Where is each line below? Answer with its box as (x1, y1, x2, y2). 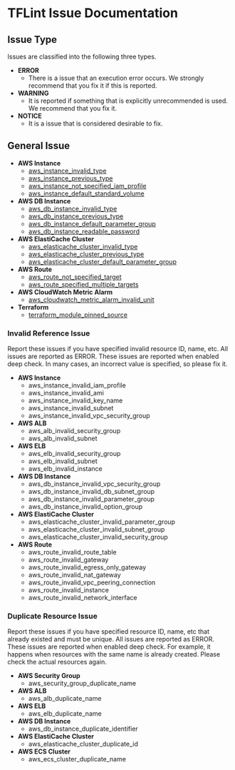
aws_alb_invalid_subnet (28, 434, 98, 443)
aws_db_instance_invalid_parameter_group (28, 495, 155, 504)
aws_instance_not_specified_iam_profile (28, 181, 147, 190)
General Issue (7, 140, 70, 152)
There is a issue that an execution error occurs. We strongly (28, 74, 204, 82)
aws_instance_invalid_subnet (28, 404, 114, 412)
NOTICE (17, 112, 42, 120)
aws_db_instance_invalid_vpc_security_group (28, 480, 161, 488)
